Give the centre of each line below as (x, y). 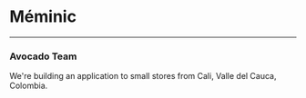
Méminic (43, 17)
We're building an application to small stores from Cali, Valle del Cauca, (143, 76)
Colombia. (29, 86)
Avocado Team (43, 56)
